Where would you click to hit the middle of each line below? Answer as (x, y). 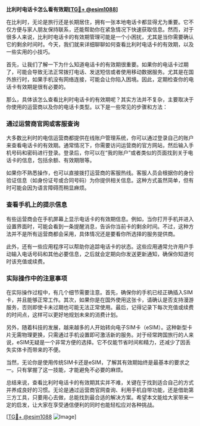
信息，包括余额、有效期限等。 (58, 160)
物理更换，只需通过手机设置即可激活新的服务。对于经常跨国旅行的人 (105, 335)
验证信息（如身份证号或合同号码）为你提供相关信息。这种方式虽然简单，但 (97, 181)
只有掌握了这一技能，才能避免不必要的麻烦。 (71, 369)
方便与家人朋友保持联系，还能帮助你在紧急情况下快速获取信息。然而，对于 (102, 29)
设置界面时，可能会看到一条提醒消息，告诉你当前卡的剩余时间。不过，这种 (97, 226)
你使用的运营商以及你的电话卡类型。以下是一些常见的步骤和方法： (87, 107)
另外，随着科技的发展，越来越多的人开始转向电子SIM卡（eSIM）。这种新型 (97, 327)
